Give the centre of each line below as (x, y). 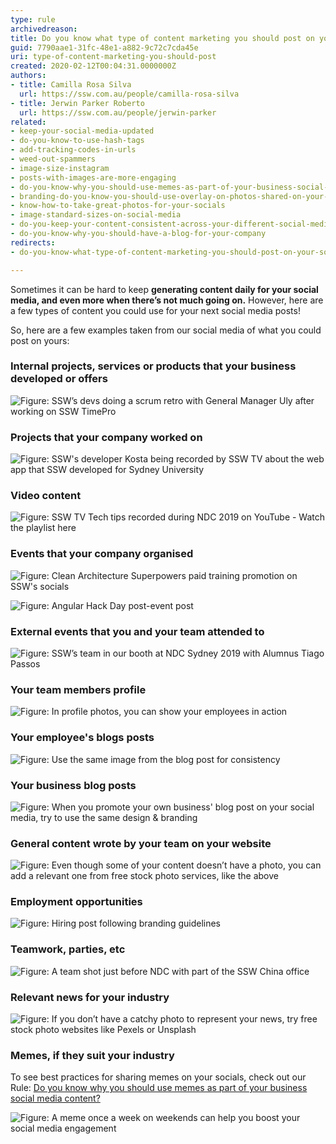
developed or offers (59, 379)
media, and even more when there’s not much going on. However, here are (167, 300)
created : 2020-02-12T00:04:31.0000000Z (93, 66)
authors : (28, 76)
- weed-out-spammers (53, 159)
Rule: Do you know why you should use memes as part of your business (159, 1088)
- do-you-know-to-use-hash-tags (77, 141)
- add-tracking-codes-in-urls (73, 150)
